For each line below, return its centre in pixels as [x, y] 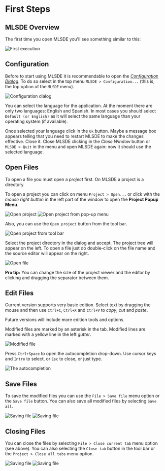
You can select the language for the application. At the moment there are [79, 106]
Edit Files [19, 293]
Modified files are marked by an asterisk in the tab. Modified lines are [75, 329]
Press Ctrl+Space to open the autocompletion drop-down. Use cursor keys [81, 354]
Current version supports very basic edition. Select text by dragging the [78, 305]
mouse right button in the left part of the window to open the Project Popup [82, 199]
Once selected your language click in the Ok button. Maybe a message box [81, 131]
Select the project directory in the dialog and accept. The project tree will [79, 243]
